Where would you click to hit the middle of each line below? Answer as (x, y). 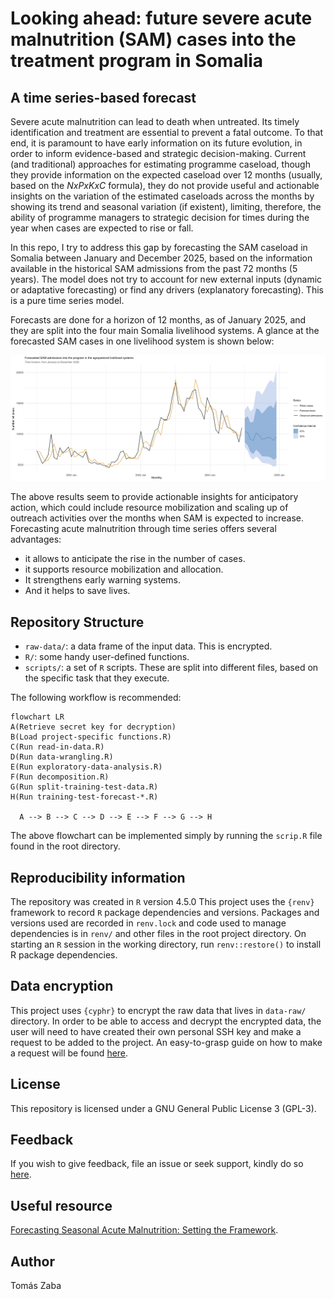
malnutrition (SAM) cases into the (153, 39)
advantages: (36, 539)
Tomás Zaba (36, 1285)
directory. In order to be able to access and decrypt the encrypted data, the (166, 1021)
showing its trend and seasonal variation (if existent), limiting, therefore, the (166, 206)
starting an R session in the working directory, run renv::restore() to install (166, 944)
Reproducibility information (98, 877)
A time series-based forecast (103, 97)
